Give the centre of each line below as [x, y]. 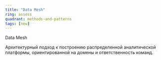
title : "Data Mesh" [25, 10]
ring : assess [19, 14]
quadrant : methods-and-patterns [38, 19]
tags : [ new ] [17, 24]
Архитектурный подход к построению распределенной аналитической [80, 47]
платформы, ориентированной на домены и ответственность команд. [79, 53]
